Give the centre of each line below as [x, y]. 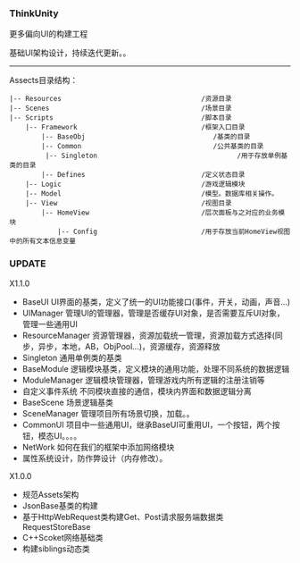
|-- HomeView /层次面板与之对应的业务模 [163, 213]
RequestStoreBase [56, 526]
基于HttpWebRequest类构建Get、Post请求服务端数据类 [123, 517]
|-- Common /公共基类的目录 [153, 147]
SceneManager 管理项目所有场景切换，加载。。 [108, 413]
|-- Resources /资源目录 [121, 99]
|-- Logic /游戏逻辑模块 [135, 185]
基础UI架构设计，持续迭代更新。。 [70, 53]
